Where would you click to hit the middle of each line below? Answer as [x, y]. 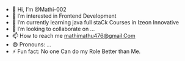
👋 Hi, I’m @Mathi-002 [39, 9]
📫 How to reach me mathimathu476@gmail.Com [74, 36]
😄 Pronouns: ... [32, 45]
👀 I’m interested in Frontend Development [64, 16]
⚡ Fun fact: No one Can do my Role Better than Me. [76, 51]
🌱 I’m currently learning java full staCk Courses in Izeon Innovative [95, 22]
